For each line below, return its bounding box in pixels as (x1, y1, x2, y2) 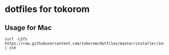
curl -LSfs (5, 36, 28, 41)
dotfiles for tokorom (5, 3, 90, 15)
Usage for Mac (5, 23, 52, 32)
